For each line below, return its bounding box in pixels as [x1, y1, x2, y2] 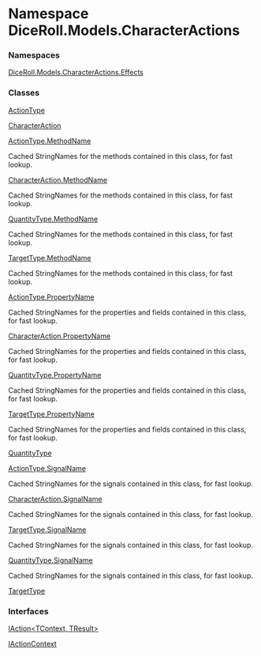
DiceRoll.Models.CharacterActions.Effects [8, 68, 144, 77]
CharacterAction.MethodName [8, 175, 108, 184]
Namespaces [8, 50, 61, 61]
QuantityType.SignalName [8, 555, 93, 565]
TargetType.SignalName [8, 525, 87, 534]
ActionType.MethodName [8, 136, 91, 145]
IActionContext [8, 639, 57, 649]
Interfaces [8, 605, 49, 616]
